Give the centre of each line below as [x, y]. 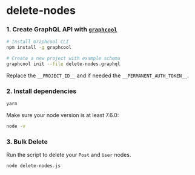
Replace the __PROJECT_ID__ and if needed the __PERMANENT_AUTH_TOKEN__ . [97, 75]
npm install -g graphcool [39, 48]
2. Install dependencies [41, 91]
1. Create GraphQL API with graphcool [62, 30]
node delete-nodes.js [34, 166]
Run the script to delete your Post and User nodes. [69, 155]
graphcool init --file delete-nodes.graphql [63, 64]
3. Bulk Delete [27, 141]
